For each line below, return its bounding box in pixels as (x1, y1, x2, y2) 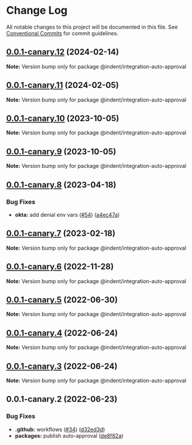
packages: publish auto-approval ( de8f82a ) (14, 432, 124, 439)
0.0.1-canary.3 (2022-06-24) (6, 361, 118, 371)
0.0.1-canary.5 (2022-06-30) (6, 294, 118, 305)
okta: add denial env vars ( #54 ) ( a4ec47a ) (14, 211, 120, 218)
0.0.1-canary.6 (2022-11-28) (6, 262, 114, 272)
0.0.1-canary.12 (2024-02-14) (6, 47, 120, 57)
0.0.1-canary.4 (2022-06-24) (6, 328, 118, 338)
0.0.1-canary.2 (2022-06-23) (6, 394, 118, 404)
